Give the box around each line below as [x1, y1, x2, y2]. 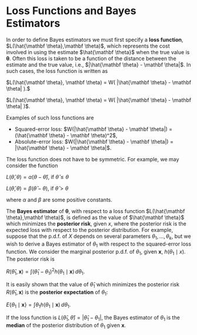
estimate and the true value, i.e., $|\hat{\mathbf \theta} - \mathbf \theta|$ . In [6, 61, 191, 68]
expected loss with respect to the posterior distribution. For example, [6, 226, 173, 233]
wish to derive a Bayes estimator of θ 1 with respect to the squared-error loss [6, 240, 192, 248]
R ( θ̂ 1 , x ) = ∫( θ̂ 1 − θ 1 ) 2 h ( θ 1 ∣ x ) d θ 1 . [6, 267, 85, 276]
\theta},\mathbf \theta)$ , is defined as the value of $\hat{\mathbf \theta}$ [6, 214, 185, 221]
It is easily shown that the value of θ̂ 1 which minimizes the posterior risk [6, 281, 179, 289]
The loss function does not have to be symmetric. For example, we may [6, 155, 179, 162]
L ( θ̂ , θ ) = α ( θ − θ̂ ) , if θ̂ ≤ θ [6, 173, 69, 180]
